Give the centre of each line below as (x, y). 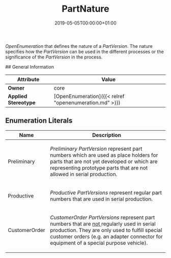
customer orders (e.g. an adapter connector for (106, 236)
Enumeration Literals (39, 121)
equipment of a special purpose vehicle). (99, 243)
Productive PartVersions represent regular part (106, 192)
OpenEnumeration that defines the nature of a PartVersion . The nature (79, 46)
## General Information (30, 67)
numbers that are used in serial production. (102, 199)
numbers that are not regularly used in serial (103, 223)
